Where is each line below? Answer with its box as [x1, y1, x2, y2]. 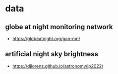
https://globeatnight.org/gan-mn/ [12, 36, 80, 41]
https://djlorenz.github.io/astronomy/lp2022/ [12, 63, 104, 69]
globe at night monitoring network [5, 23, 113, 31]
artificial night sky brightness [5, 50, 98, 58]
